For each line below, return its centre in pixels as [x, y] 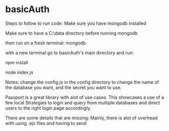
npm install [17, 62]
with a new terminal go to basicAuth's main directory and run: [70, 53]
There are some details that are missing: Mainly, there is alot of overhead [81, 118]
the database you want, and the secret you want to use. [63, 88]
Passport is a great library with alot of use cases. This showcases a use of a [85, 97]
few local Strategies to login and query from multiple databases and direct [83, 103]
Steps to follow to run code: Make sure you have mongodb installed [76, 23]
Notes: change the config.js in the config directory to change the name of [82, 82]
